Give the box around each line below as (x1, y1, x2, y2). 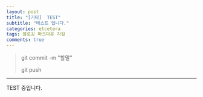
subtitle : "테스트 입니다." (6, 20, 69, 26)
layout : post (6, 8, 39, 15)
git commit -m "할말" (21, 54, 72, 61)
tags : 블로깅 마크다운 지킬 (6, 31, 65, 37)
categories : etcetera (6, 25, 61, 32)
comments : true (6, 37, 45, 43)
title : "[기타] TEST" (6, 14, 61, 20)
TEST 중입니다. (6, 84, 42, 91)
